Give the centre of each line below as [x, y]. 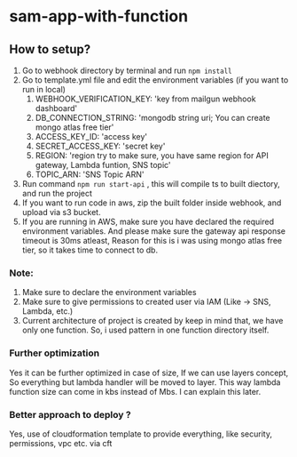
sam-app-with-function [99, 16]
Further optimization [55, 353]
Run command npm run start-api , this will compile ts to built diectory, [151, 184]
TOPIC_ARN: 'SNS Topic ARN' [90, 174]
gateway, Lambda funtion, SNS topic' [103, 165]
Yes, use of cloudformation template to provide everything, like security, [141, 434]
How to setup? [50, 49]
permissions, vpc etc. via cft [61, 443]
